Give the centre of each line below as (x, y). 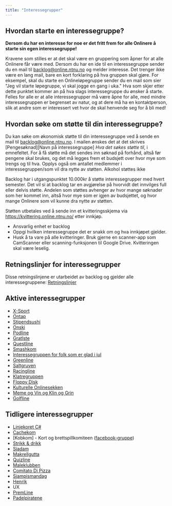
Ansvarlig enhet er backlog (41, 226)
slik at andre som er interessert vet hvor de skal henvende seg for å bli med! (86, 108)
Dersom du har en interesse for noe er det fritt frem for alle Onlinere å (81, 43)
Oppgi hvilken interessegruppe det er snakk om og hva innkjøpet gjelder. (90, 232)
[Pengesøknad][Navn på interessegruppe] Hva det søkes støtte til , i (77, 148)
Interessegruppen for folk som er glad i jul (57, 354)
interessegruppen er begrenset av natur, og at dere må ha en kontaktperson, (86, 102)
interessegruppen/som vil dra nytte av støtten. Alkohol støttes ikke (75, 169)
